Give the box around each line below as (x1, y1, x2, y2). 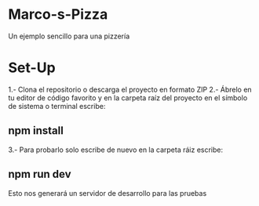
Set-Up (8, 59, 57, 77)
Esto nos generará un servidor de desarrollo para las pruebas (8, 188, 207, 197)
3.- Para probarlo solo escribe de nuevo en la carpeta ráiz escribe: (8, 145, 224, 154)
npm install (8, 124, 64, 138)
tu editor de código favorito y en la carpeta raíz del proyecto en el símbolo (8, 92, 248, 103)
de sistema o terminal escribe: (8, 101, 106, 110)
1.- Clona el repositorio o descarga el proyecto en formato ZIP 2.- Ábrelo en (8, 85, 253, 94)
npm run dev (8, 168, 72, 181)
